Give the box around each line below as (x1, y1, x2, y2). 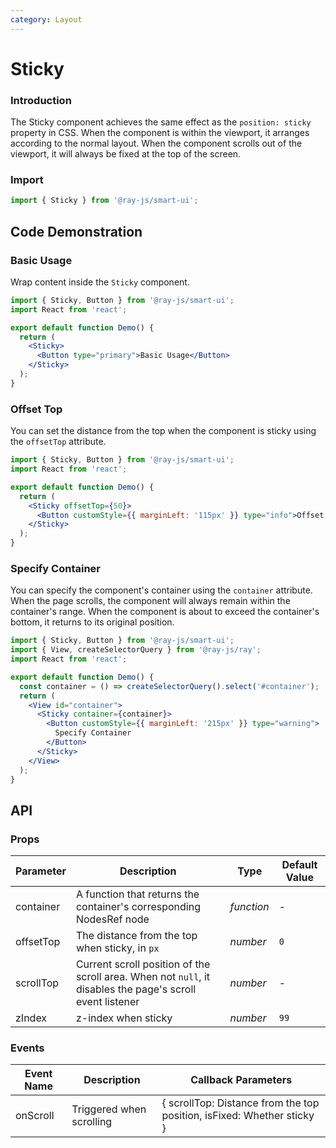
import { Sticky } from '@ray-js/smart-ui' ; (10, 196, 199, 206)
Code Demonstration (10, 223, 143, 240)
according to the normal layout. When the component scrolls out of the (10, 137, 303, 150)
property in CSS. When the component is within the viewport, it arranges (10, 127, 310, 139)
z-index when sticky (75, 1011, 173, 1025)
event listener (75, 995, 140, 1009)
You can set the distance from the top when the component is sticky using (10, 425, 317, 437)
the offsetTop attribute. (10, 436, 107, 448)
